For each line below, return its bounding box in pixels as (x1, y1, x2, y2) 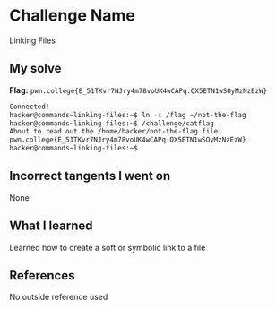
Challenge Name (9, 5, 136, 26)
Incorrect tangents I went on (9, 168, 171, 184)
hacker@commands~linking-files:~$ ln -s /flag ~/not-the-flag (9, 110, 246, 119)
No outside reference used (9, 292, 108, 303)
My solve (9, 61, 62, 76)
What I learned (9, 219, 93, 234)
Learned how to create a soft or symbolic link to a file (9, 242, 206, 253)
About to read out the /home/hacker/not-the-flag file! (9, 127, 222, 136)
